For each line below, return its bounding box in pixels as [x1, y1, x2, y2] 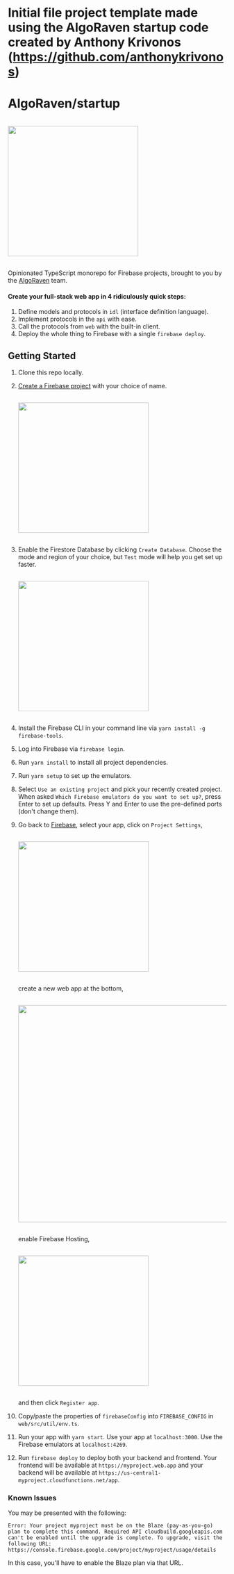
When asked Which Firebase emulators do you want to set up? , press [17, 793, 222, 801]
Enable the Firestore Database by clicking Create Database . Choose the [17, 545, 222, 554]
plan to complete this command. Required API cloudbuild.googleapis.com [8, 1528, 223, 1536]
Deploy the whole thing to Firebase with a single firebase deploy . [17, 330, 206, 338]
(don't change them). [17, 807, 79, 815]
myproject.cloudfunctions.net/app [17, 1477, 118, 1484]
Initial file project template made [8, 5, 199, 21]
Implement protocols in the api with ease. [17, 315, 137, 324]
